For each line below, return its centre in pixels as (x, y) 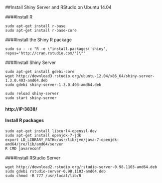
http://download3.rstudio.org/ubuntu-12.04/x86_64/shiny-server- (85, 76)
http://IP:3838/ (21, 109)
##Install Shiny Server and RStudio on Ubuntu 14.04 (59, 7)
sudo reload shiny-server (32, 93)
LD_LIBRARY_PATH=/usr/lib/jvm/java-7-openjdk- (70, 139)
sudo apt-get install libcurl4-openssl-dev (51, 131)
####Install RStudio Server (33, 157)
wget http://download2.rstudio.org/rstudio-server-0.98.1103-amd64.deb (81, 167)
